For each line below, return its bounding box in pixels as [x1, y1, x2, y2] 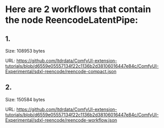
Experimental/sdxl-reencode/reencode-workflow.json [5, 117, 117, 123]
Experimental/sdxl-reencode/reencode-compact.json [5, 68, 116, 74]
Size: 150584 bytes [5, 96, 46, 102]
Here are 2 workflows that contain [5, 4, 151, 15]
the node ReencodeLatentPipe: [5, 14, 138, 26]
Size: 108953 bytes [5, 48, 46, 54]
